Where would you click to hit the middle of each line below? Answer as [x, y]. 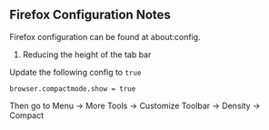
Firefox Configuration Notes [90, 15]
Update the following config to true [75, 72]
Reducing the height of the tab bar [87, 55]
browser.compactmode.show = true [73, 89]
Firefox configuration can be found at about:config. [105, 36]
